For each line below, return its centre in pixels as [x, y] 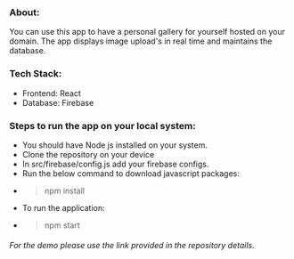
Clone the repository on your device [88, 154]
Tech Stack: [36, 74]
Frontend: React [52, 93]
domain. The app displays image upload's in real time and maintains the [141, 41]
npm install [64, 190]
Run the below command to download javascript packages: [131, 173]
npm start [62, 225]
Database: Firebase [58, 102]
